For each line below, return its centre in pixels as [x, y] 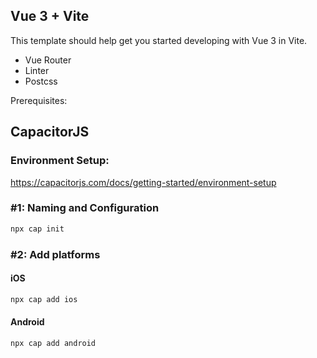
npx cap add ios [44, 299]
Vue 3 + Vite [50, 16]
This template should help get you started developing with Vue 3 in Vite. [159, 40]
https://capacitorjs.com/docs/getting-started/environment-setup [143, 182]
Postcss [41, 81]
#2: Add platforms [55, 254]
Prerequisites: [39, 100]
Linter [37, 70]
